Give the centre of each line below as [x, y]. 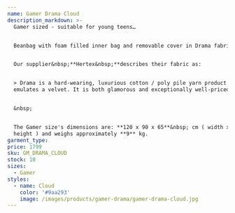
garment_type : [28, 140]
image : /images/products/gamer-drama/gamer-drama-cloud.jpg [109, 199]
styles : [19, 179]
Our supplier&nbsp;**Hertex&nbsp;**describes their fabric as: [107, 64]
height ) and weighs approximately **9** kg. [81, 134]
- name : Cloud [34, 186]
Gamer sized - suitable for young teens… [75, 27]
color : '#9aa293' [45, 192]
